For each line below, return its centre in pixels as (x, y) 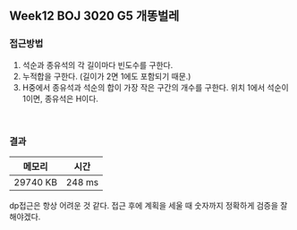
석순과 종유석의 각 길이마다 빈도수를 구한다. (98, 64)
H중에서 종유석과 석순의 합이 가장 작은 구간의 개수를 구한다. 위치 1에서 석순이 (155, 87)
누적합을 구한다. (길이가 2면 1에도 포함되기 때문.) (106, 76)
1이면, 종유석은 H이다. (60, 98)
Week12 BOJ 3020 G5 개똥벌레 (94, 16)
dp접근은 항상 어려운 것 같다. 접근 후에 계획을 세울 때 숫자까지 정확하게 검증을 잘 (148, 205)
